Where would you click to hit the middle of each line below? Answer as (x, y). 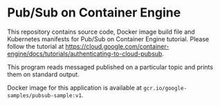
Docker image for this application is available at (74, 87)
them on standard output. (43, 74)
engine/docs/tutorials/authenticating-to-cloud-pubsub (85, 54)
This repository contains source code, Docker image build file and (101, 32)
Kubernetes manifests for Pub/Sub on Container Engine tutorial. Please (108, 39)
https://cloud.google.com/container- (117, 46)
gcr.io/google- (165, 88)
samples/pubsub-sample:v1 (44, 95)
